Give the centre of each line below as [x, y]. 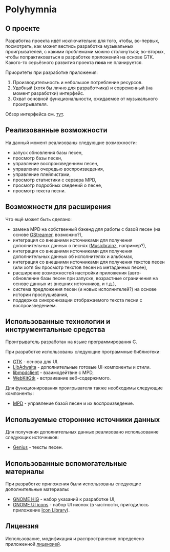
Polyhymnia [31, 9]
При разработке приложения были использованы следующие [73, 484]
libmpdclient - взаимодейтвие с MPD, [53, 372]
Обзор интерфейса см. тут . [35, 114]
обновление [26, 278]
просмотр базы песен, [37, 158]
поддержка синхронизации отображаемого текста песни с [77, 300]
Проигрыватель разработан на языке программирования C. [71, 342]
